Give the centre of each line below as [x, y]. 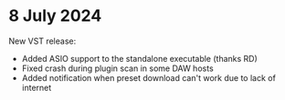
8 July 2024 [55, 16]
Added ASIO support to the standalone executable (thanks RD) [139, 58]
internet [37, 87]
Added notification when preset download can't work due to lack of [148, 77]
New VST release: [42, 41]
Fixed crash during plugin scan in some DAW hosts [117, 68]
